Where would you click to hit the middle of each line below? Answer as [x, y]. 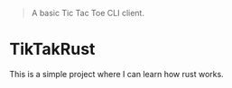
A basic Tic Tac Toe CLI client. [88, 13]
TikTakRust [52, 49]
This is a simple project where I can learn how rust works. [116, 74]
